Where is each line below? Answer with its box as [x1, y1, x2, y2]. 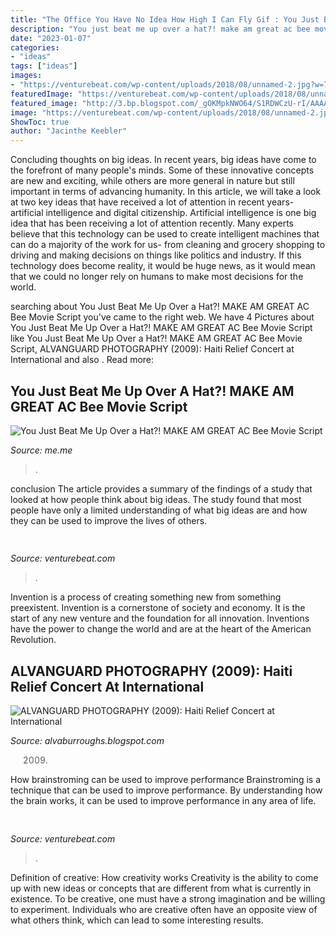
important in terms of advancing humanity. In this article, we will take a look [10, 186, 322, 198]
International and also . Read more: [10, 354, 155, 366]
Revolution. [10, 634, 57, 646]
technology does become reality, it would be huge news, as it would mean [10, 260, 316, 272]
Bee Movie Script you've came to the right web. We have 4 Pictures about [10, 311, 315, 323]
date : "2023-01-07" [10, 33, 92, 43]
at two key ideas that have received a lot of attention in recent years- [10, 196, 295, 208]
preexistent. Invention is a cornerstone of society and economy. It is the [10, 602, 306, 614]
